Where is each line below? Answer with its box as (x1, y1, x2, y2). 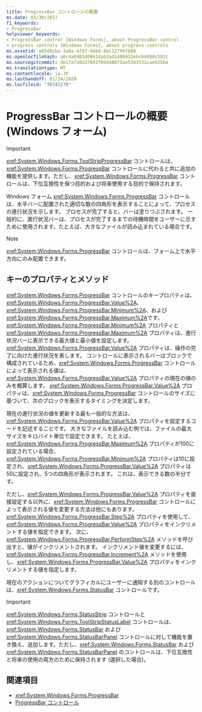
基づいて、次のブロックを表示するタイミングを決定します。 (6, 397, 154, 404)
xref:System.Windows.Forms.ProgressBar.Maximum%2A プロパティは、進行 (6, 329, 197, 336)
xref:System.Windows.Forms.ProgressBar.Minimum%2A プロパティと (6, 321, 179, 329)
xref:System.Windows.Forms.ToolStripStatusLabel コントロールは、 (6, 618, 175, 625)
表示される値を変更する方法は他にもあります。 (21, 505, 137, 512)
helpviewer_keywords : (6, 31, 61, 37)
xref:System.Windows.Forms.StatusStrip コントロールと (6, 610, 146, 618)
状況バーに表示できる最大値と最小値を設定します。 (6, 336, 133, 344)
